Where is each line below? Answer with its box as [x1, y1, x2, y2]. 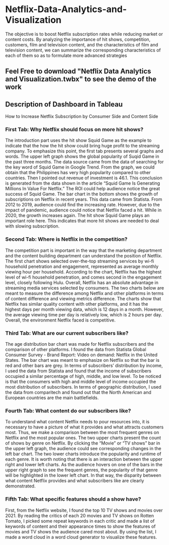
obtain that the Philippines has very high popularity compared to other [5, 170, 151, 176]
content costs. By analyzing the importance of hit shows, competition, [5, 36, 151, 42]
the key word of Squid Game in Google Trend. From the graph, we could [5, 164, 155, 170]
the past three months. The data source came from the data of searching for [5, 159, 164, 165]
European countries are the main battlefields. [5, 395, 99, 401]
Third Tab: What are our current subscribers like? [5, 330, 129, 337]
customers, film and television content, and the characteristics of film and [5, 41, 158, 47]
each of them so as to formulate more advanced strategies [5, 52, 127, 59]
